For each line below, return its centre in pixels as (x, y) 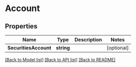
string (63, 48)
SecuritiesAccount (29, 48)
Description (88, 40)
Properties (21, 26)
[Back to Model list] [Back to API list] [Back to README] (60, 60)
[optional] (118, 48)
